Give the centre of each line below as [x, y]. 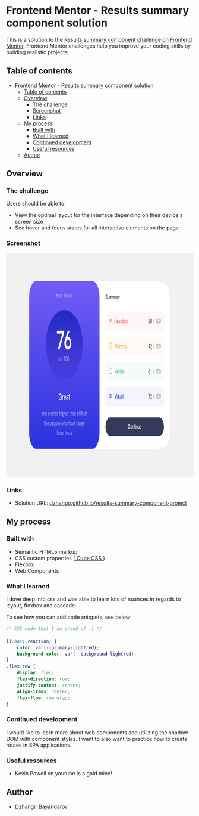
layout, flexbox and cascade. [41, 606]
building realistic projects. [38, 52]
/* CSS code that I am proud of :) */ [54, 629]
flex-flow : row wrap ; [43, 698]
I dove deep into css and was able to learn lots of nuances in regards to [94, 599]
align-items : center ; [43, 691]
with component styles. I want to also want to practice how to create [104, 739]
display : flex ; [36, 673]
